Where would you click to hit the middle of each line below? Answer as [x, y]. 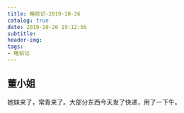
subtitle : [22, 34]
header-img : [25, 40]
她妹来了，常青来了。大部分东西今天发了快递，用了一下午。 [94, 102]
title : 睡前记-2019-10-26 [44, 14]
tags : [15, 47]
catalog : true [28, 20]
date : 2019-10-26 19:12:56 [47, 27]
